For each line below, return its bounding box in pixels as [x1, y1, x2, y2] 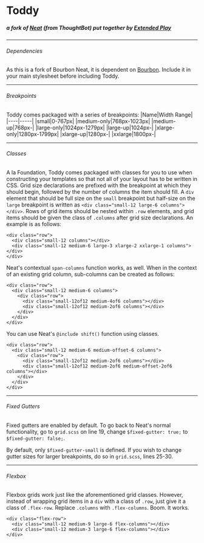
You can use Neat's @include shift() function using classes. [6, 330, 160, 337]
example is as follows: [6, 220, 62, 228]
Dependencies [6, 47, 42, 55]
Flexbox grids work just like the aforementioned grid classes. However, [6, 491, 183, 499]
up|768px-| [6, 124, 35, 131]
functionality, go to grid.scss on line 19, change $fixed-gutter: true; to [6, 428, 188, 435]
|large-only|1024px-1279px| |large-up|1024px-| [35, 124, 154, 131]
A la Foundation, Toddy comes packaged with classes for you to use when [6, 168, 192, 176]
